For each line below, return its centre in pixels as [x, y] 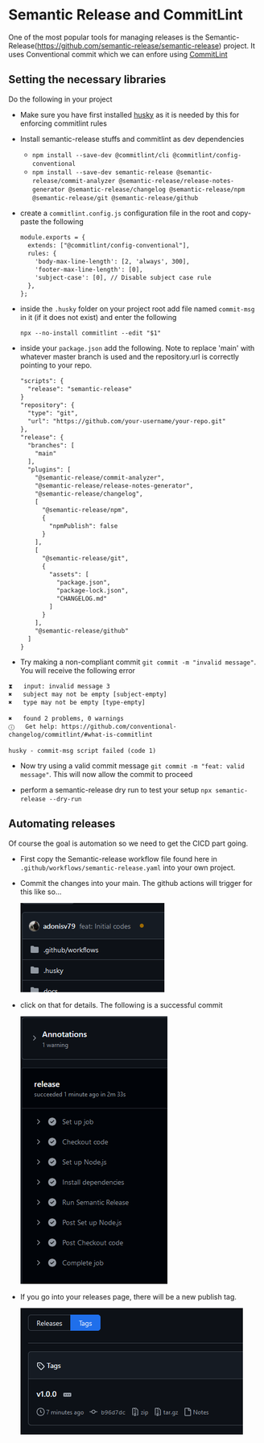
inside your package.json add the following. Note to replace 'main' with [137, 347]
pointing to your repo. [56, 365]
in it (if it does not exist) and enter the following [98, 317]
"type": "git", [53, 413]
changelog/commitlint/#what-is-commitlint [80, 734]
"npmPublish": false [84, 526]
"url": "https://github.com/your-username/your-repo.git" [127, 421]
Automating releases [62, 824]
